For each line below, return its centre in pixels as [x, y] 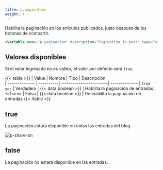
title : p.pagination [26, 9]
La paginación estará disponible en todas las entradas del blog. [68, 126]
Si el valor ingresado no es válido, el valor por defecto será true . [69, 69]
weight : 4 [15, 14]
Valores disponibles [36, 57]
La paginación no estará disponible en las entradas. [57, 162]
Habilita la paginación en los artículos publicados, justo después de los [76, 28]
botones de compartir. [27, 33]
